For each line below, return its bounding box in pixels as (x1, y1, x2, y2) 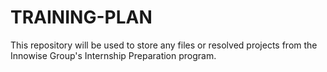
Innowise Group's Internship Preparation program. (10, 49, 217, 61)
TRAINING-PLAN (10, 6, 153, 29)
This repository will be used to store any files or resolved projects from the (10, 39, 318, 51)
